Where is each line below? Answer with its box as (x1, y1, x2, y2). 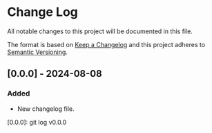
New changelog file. (17, 105, 75, 113)
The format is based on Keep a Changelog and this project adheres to (7, 40, 206, 48)
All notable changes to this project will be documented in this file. (7, 27, 193, 35)
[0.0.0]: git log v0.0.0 (7, 118, 67, 126)
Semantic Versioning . (7, 48, 68, 56)
